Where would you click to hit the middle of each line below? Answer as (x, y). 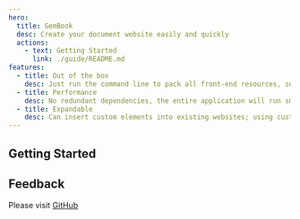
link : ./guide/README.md (78, 59)
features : (27, 68)
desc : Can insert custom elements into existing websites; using (149, 117)
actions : (33, 42)
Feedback (37, 184)
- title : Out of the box (63, 76)
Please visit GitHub (43, 206)
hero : (18, 17)
